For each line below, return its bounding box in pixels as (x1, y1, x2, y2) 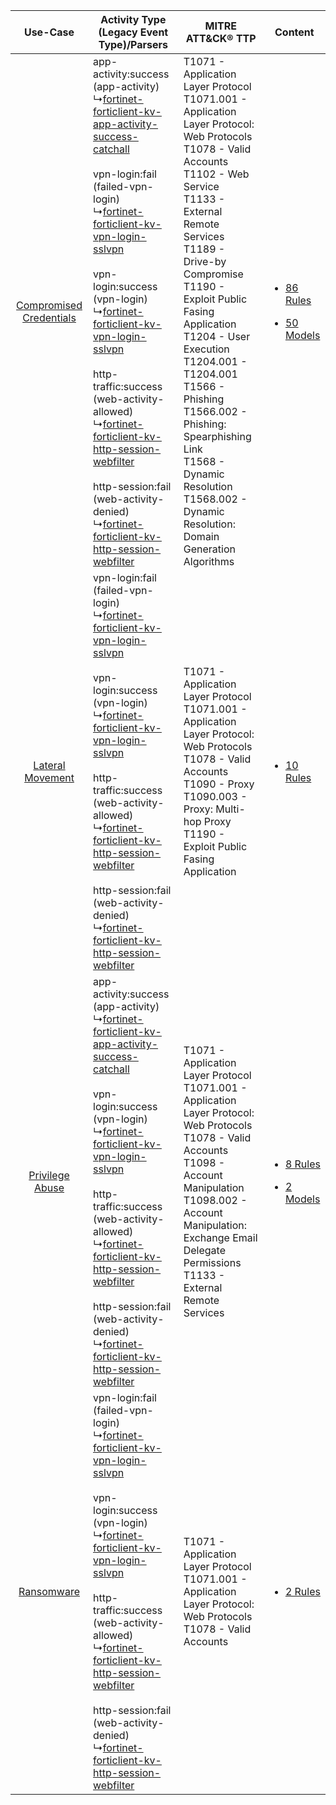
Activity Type (100, 13, 167, 26)
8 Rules (284, 1157, 321, 1171)
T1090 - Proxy (183, 777, 255, 791)
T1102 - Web (183, 167, 250, 181)
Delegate (183, 1244, 226, 1257)
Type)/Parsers (98, 38, 169, 51)
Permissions (183, 1256, 242, 1269)
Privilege (28, 1169, 70, 1182)
